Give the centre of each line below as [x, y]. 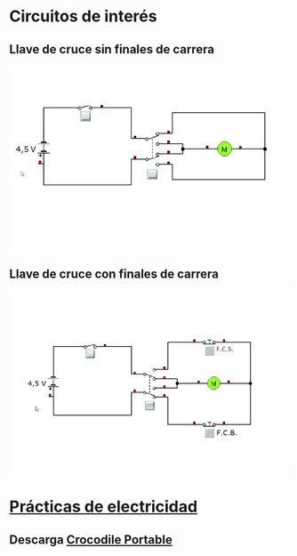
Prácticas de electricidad [104, 507]
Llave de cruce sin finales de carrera [112, 49]
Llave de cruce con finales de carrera [114, 274]
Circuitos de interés [83, 16]
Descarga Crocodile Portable [91, 540]
